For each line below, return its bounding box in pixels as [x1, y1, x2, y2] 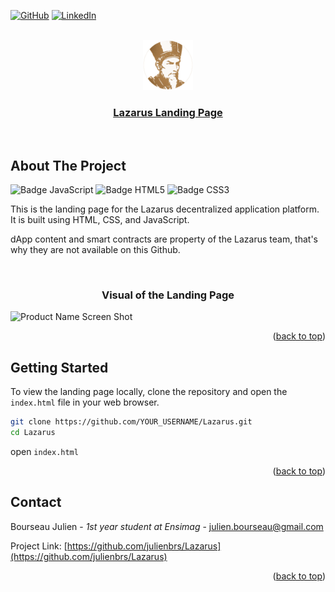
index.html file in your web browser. [10, 396, 160, 409]
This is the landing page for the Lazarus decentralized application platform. [10, 203, 320, 215]
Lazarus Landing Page [113, 105, 223, 119]
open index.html [10, 445, 79, 457]
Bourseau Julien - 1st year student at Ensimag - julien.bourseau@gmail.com [10, 520, 324, 532]
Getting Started [10, 359, 109, 376]
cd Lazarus [10, 428, 56, 438]
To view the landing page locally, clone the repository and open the [10, 386, 288, 398]
